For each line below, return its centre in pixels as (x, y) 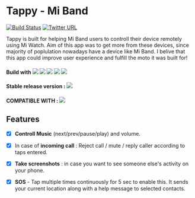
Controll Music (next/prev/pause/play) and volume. (78, 133)
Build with (19, 72)
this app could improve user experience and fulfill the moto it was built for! (97, 58)
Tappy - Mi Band (47, 11)
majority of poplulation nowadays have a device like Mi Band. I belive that (96, 51)
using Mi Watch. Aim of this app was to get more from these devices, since (98, 45)
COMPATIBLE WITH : (32, 100)
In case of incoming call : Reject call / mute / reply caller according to (100, 145)
